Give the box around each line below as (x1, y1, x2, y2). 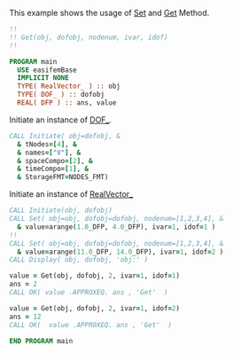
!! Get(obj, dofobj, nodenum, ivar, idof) (9, 33, 168, 42)
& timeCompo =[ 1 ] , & (17, 164, 89, 174)
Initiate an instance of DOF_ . (9, 114, 113, 125)
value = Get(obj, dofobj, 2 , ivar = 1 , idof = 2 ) (9, 303, 180, 313)
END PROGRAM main (9, 336, 74, 345)
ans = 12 (9, 312, 42, 321)
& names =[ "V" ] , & (17, 148, 82, 157)
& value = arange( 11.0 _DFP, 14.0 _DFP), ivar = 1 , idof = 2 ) (17, 247, 224, 256)
